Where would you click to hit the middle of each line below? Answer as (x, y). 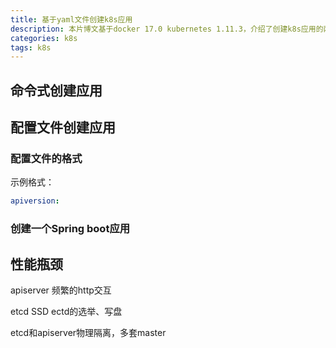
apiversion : (35, 201)
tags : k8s (31, 47)
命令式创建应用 (56, 90)
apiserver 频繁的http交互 (61, 290)
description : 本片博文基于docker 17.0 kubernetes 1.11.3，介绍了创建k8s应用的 (167, 29)
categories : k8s (44, 38)
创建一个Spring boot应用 (70, 229)
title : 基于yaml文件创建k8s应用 (71, 19)
